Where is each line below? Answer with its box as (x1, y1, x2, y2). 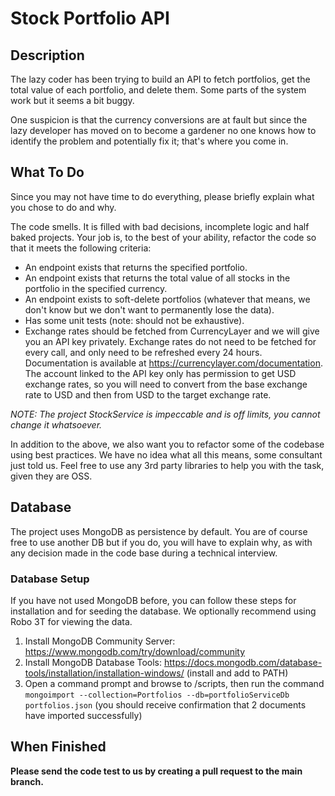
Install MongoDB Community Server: (24, 635, 176, 647)
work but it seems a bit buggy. (10, 95, 135, 106)
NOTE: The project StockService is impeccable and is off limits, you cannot (10, 408, 321, 420)
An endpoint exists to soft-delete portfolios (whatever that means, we (24, 293, 311, 305)
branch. (10, 775, 44, 787)
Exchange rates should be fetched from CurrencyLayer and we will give (24, 325, 320, 337)
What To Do (10, 164, 85, 181)
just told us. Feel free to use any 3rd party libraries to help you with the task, (10, 459, 325, 471)
